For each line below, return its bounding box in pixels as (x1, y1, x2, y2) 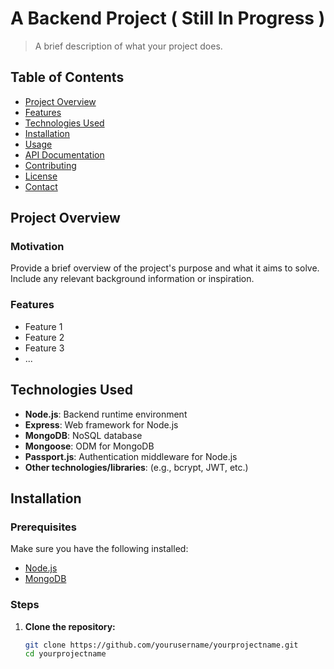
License (24, 170, 58, 182)
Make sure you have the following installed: (10, 543, 189, 555)
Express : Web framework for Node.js (24, 418, 179, 431)
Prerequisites (10, 520, 77, 534)
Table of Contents (10, 69, 125, 86)
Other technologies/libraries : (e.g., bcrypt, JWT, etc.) (24, 461, 249, 473)
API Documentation (24, 148, 105, 161)
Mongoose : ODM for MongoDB (24, 440, 155, 452)
